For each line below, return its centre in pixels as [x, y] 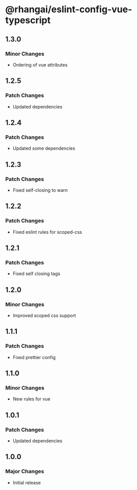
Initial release [27, 482]
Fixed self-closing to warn [40, 190]
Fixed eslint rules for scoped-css [47, 232]
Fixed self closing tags [36, 274]
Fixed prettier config [34, 357]
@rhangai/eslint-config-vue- [69, 9]
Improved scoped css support [44, 315]
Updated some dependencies [44, 148]
